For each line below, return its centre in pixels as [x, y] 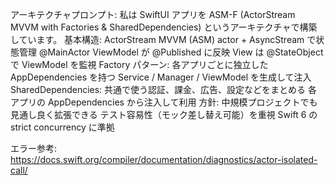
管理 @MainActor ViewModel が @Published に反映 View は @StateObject [171, 52]
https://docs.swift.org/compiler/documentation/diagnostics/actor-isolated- [164, 159]
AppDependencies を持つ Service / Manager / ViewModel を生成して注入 [161, 77]
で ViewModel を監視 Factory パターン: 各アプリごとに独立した [139, 64]
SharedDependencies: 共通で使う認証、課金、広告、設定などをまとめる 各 [164, 89]
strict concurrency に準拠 [62, 127]
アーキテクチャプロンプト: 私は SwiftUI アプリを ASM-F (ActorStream [153, 14]
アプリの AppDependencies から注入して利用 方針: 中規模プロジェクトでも [164, 102]
